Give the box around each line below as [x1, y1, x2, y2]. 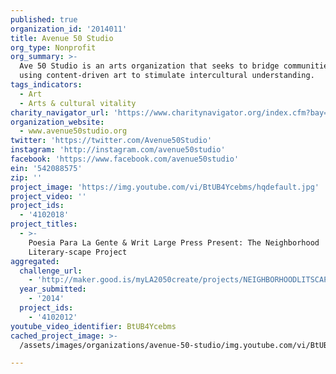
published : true [10, 14, 78, 25]
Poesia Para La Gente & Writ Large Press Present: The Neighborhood [28, 237, 320, 248]
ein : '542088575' [10, 163, 83, 173]
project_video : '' [10, 191, 87, 201]
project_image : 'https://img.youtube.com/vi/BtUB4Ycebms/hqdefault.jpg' [10, 182, 320, 192]
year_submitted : [19, 284, 87, 295]
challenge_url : [19, 266, 83, 276]
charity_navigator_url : [10, 107, 110, 118]
